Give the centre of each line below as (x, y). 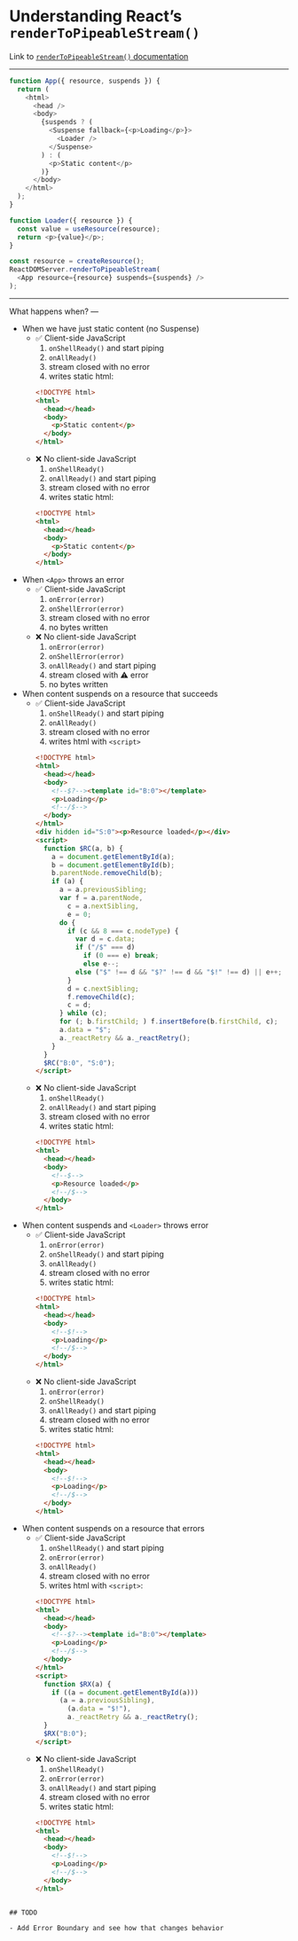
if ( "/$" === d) (105, 947)
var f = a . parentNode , (101, 898)
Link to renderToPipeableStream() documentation (99, 56)
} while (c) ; (83, 1014)
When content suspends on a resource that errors (114, 1528)
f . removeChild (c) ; (101, 997)
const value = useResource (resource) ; (89, 229)
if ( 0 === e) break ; (121, 956)
